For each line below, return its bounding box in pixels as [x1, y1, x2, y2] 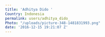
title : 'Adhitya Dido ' [5, 7, 53, 12]
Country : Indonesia [5, 12, 45, 16]
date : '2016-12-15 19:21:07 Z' [5, 25, 68, 30]
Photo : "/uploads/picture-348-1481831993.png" [5, 20, 101, 25]
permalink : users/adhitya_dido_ [5, 16, 70, 21]
